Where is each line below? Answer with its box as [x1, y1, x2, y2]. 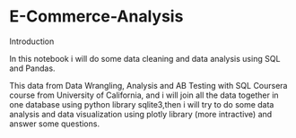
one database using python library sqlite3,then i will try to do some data [9, 99, 274, 109]
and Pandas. [9, 63, 56, 73]
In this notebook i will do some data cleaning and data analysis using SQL [9, 53, 281, 64]
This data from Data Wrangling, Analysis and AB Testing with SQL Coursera [9, 80, 288, 91]
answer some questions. [9, 118, 100, 129]
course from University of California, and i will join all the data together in [9, 90, 280, 100]
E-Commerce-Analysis [9, 6, 184, 27]
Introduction [9, 36, 55, 47]
